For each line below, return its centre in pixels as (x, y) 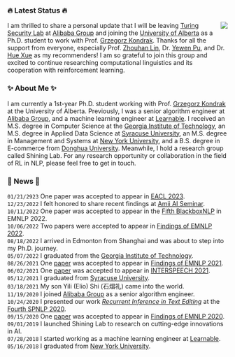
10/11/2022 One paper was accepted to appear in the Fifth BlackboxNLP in (114, 211)
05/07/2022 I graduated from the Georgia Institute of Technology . (100, 255)
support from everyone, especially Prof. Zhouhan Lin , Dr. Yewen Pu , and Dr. (116, 48)
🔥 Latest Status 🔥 (37, 10)
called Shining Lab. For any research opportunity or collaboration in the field (117, 155)
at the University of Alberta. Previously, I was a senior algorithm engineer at (116, 111)
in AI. (15, 331)
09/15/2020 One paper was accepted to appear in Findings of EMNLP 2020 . (116, 316)
